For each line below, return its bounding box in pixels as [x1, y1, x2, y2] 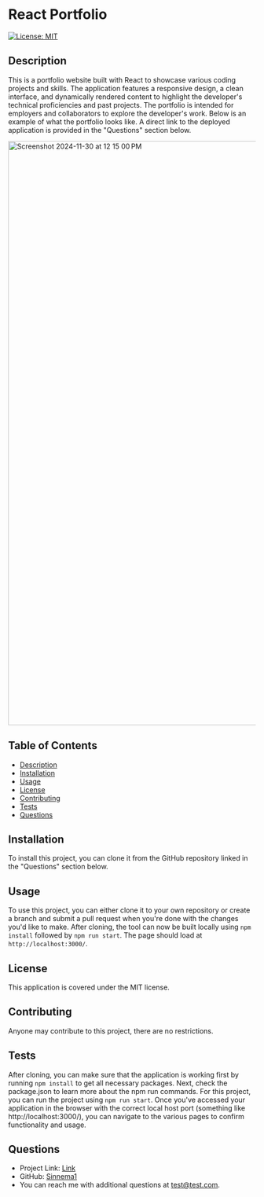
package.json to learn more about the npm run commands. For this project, [8, 1086, 251, 1096]
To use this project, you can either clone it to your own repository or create [8, 905, 251, 915]
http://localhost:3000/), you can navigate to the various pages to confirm [8, 1111, 245, 1121]
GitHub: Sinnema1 [19, 1172, 77, 1181]
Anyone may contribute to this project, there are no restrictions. [8, 1026, 214, 1035]
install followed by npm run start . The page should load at [8, 931, 203, 940]
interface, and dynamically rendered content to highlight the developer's [8, 92, 243, 101]
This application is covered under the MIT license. [8, 982, 170, 992]
